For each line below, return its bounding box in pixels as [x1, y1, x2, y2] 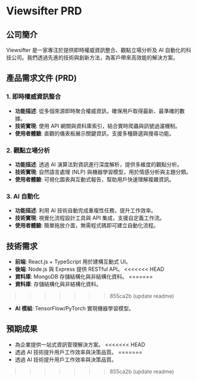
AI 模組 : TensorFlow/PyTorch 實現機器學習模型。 [14, 305, 135, 312]
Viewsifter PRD [6, 4, 82, 18]
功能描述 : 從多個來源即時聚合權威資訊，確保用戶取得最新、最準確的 [14, 107, 180, 114]
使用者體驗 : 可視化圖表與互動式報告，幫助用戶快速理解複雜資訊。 [14, 175, 174, 183]
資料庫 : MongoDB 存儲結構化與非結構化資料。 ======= [14, 273, 154, 281]
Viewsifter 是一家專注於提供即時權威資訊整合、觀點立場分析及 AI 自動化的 [6, 47, 186, 53]
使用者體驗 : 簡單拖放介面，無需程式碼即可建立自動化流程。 [14, 222, 159, 229]
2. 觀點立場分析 [6, 146, 51, 154]
